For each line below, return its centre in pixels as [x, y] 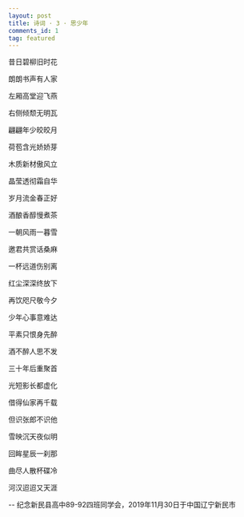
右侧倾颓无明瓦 [33, 113]
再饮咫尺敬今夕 [33, 301]
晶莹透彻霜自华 [33, 181]
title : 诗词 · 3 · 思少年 [48, 23]
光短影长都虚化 [33, 386]
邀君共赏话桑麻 [33, 249]
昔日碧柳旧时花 [33, 62]
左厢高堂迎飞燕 [33, 96]
